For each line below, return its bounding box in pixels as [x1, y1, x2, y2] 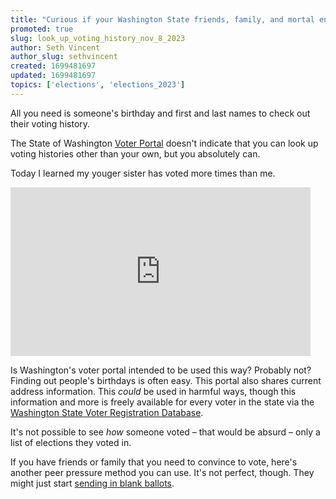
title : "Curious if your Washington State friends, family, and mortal [10, 14, 315, 25]
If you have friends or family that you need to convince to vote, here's [10, 456, 298, 468]
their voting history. [10, 117, 91, 130]
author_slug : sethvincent [10, 52, 118, 62]
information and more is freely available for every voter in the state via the [10, 396, 315, 408]
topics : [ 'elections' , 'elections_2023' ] [10, 80, 186, 90]
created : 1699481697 [10, 61, 97, 71]
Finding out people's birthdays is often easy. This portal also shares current [10, 374, 322, 386]
